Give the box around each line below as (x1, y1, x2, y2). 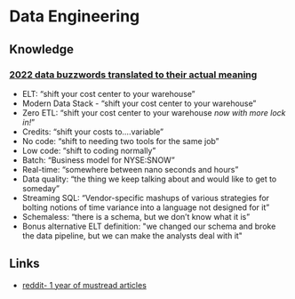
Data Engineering (9, 6, 140, 27)
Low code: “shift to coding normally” (21, 145, 156, 156)
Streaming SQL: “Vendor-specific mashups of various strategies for (21, 192, 269, 203)
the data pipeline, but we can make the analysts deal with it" (21, 230, 243, 241)
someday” (21, 182, 60, 193)
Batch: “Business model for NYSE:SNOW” (21, 154, 175, 166)
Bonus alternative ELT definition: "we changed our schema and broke (21, 221, 276, 231)
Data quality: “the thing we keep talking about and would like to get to (21, 174, 277, 184)
